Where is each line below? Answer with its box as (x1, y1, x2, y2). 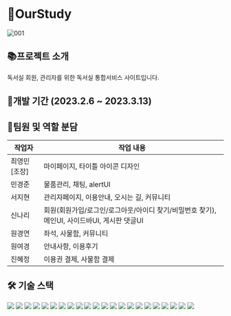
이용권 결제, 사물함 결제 (43, 254, 115, 264)
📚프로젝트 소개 (7, 51, 69, 63)
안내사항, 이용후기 (43, 241, 98, 251)
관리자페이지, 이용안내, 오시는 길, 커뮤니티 (43, 192, 170, 202)
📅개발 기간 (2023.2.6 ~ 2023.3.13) (7, 96, 153, 107)
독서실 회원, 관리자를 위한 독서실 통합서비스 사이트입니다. (7, 73, 159, 81)
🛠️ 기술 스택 (7, 280, 54, 292)
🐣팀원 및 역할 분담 (7, 120, 78, 133)
